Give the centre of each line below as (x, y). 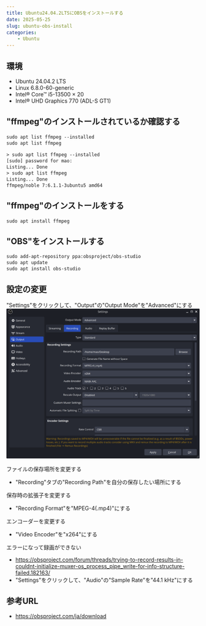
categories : (21, 33)
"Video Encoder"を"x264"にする (56, 534)
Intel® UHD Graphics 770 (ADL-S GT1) (63, 101)
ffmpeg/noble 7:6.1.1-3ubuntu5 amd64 (55, 185)
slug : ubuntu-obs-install (39, 26)
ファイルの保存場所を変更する (44, 469)
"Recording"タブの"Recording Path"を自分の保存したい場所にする (98, 482)
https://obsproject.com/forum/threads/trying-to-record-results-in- (99, 560)
